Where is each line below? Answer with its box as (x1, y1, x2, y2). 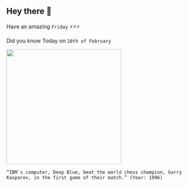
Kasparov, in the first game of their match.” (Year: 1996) (6, 174, 164, 181)
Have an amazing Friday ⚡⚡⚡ (6, 23, 80, 30)
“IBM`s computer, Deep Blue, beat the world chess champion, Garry (6, 169, 182, 175)
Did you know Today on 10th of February (6, 37, 111, 44)
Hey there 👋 (6, 6, 52, 17)
